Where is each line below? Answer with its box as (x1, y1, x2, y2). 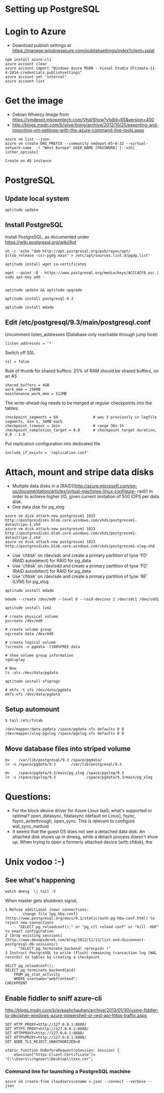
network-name (5, 146, 32, 151)
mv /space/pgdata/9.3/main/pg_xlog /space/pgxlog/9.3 (5, 771, 124, 776)
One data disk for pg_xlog (12, 504, 65, 509)
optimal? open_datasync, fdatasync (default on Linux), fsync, (12, 813, 136, 819)
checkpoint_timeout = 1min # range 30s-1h (5, 423, 124, 428)
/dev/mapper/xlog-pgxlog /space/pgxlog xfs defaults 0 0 (5, 731, 124, 736)
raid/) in (137, 488, 153, 494)
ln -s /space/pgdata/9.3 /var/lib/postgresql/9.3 (5, 762, 122, 767)
